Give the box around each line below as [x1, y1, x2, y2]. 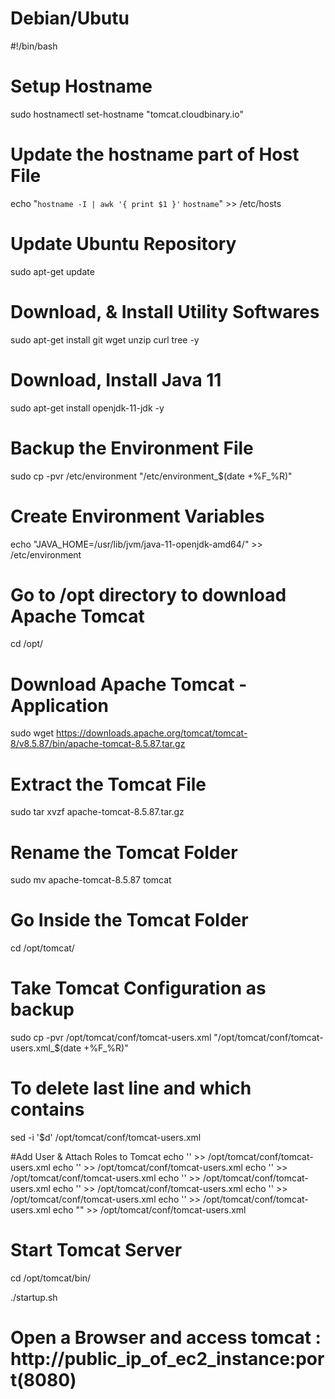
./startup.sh [10, 1292, 58, 1303]
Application [10, 694, 109, 717]
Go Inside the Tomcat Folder [10, 909, 249, 932]
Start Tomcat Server [10, 1239, 183, 1262]
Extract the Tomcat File [10, 773, 207, 796]
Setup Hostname [10, 75, 153, 98]
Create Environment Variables [10, 505, 265, 527]
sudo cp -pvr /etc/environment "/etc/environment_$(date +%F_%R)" [10, 470, 293, 482]
